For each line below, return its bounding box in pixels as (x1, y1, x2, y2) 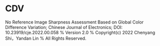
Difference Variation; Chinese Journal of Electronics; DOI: (5, 24, 123, 30)
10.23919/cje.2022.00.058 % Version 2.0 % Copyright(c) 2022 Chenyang (5, 29, 156, 35)
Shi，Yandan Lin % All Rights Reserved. (5, 35, 86, 41)
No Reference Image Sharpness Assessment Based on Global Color (5, 19, 144, 25)
